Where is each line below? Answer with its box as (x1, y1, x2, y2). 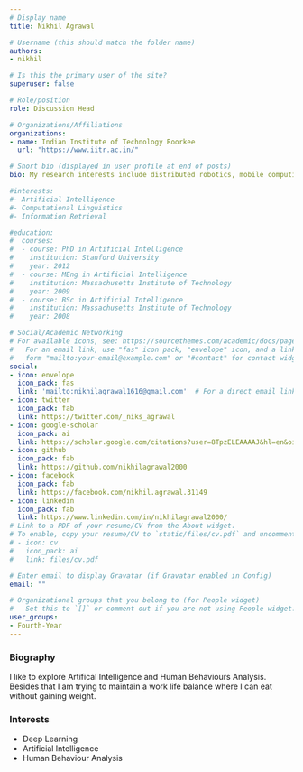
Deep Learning (22, 733, 78, 745)
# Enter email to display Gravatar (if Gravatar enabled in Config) (9, 571, 272, 581)
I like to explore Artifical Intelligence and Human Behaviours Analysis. (9, 672, 267, 683)
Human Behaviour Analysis (22, 753, 124, 764)
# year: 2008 (9, 312, 70, 321)
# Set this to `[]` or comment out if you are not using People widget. (9, 604, 297, 614)
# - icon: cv (9, 538, 59, 547)
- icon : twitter (9, 395, 70, 405)
